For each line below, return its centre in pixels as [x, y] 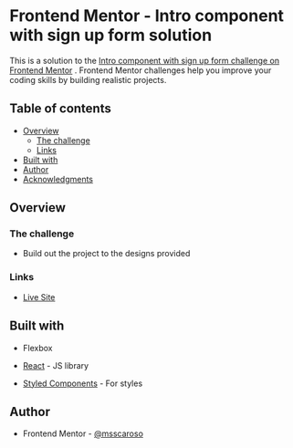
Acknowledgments [58, 179]
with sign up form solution [111, 35]
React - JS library [56, 365]
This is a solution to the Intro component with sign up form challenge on [145, 60]
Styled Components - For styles [83, 383]
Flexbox [37, 348]
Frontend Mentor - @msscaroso [83, 433]
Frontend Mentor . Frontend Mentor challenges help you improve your [141, 70]
